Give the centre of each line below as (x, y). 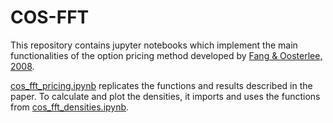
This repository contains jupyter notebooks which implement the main (154, 45)
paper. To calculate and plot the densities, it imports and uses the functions (165, 96)
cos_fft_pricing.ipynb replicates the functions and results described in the (161, 85)
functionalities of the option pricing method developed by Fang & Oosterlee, (166, 55)
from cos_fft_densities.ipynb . (70, 107)
